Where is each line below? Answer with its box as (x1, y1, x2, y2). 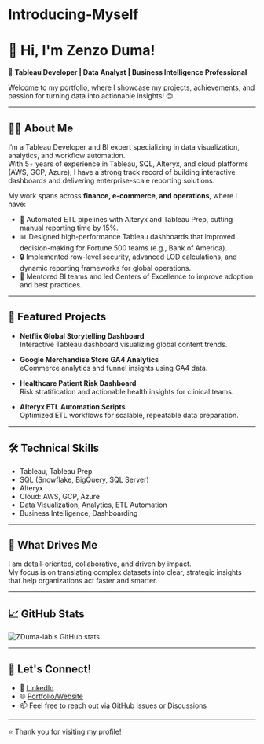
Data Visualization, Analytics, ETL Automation (19, 500, 167, 509)
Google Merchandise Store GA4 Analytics (19, 354, 159, 364)
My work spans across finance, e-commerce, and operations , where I (8, 191, 238, 200)
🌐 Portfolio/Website (19, 691, 84, 701)
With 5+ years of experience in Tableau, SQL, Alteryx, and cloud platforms (8, 159, 249, 168)
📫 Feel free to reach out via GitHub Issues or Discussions (19, 701, 207, 710)
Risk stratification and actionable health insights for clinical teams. (19, 387, 234, 396)
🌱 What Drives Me (8, 538, 98, 552)
